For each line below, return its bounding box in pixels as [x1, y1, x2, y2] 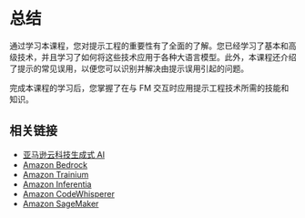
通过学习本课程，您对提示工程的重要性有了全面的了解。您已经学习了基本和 [9, 40, 289, 51]
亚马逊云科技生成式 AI [22, 149, 106, 160]
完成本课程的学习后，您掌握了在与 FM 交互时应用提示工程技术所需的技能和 [9, 82, 290, 93]
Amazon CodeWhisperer [22, 188, 116, 199]
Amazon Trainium [22, 169, 89, 180]
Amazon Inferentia [22, 179, 92, 190]
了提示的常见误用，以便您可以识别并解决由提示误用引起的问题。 [9, 63, 249, 74]
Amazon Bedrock [22, 159, 88, 170]
